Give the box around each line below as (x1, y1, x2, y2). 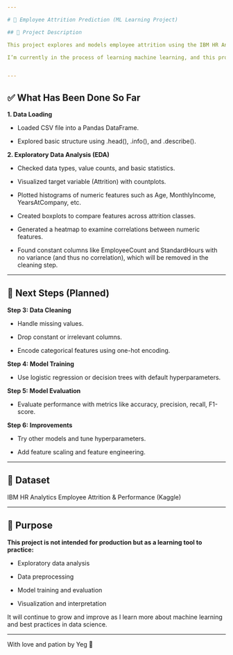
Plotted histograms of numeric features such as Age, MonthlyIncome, (17, 191, 216, 199)
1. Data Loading (7, 110, 53, 119)
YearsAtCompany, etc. (17, 199, 82, 207)
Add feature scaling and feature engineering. (17, 447, 146, 456)
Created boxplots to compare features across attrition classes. (17, 212, 196, 220)
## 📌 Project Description (7, 28, 82, 35)
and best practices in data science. (7, 620, 107, 629)
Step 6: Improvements (7, 421, 73, 429)
